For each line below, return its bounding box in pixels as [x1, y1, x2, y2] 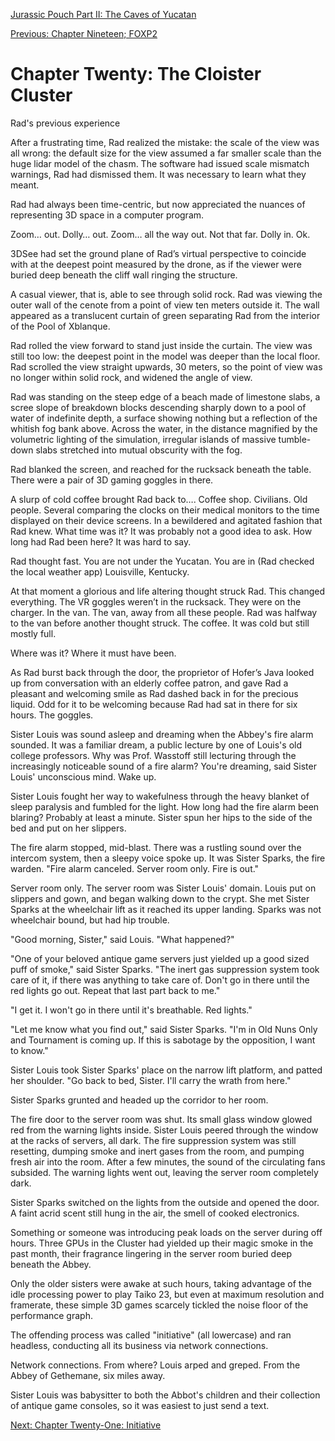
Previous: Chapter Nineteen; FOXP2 [10, 28, 158, 39]
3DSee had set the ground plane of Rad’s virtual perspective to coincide [10, 247, 307, 259]
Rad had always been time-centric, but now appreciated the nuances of [10, 198, 306, 210]
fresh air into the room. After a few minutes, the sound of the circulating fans [10, 1155, 326, 1168]
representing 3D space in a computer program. [10, 209, 205, 221]
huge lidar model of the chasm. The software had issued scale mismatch [10, 157, 310, 169]
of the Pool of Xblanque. [10, 320, 111, 332]
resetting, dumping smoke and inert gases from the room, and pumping [10, 1145, 305, 1157]
